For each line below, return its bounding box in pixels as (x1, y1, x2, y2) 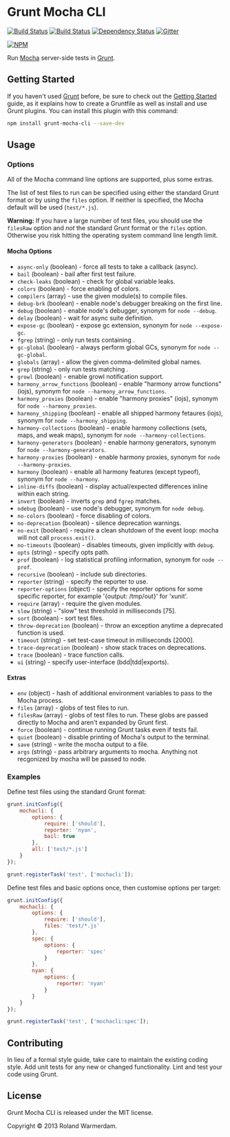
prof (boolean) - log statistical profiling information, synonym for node (17, 555, 215, 564)
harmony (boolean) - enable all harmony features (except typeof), (17, 467, 201, 475)
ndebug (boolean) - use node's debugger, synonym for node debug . (17, 504, 205, 512)
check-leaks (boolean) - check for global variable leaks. (17, 277, 176, 285)
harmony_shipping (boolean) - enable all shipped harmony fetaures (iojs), (17, 409, 224, 417)
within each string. (17, 489, 70, 498)
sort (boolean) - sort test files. (17, 614, 104, 622)
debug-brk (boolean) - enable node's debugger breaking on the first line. (17, 299, 222, 307)
